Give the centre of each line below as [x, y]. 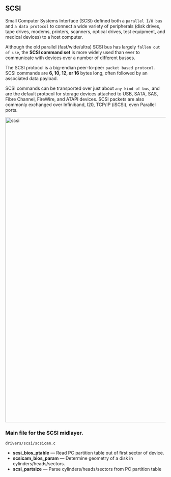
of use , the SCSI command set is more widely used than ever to [73, 52]
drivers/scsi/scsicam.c [31, 443]
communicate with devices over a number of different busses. [70, 58]
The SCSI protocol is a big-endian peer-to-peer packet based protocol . [80, 67]
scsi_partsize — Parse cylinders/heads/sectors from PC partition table [87, 469]
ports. [11, 110]
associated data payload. [32, 78]
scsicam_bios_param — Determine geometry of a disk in [73, 458]
